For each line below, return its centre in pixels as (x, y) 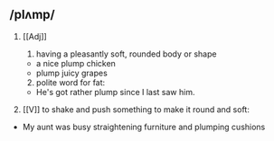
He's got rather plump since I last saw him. (115, 92)
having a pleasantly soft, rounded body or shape (126, 54)
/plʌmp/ (33, 15)
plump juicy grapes (72, 73)
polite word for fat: (71, 82)
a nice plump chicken (76, 63)
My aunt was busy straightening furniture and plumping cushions (144, 127)
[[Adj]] (34, 36)
